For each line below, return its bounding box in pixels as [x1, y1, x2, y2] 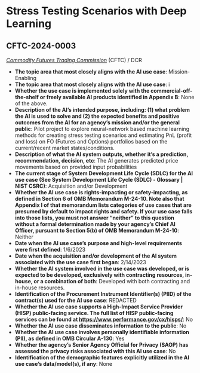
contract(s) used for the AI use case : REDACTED [14, 297, 137, 304]
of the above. [14, 100, 48, 107]
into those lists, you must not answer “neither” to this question [14, 214, 175, 221]
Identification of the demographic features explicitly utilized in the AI [14, 354, 190, 361]
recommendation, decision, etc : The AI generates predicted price [14, 157, 179, 164]
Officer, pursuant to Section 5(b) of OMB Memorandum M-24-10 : [14, 227, 179, 234]
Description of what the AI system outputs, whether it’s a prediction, [14, 151, 189, 158]
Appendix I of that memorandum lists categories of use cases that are [14, 201, 192, 209]
